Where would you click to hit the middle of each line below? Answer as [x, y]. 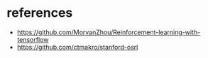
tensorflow [33, 39]
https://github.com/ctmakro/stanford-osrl [77, 47]
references [40, 13]
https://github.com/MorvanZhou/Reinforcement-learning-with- [109, 32]
